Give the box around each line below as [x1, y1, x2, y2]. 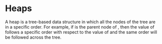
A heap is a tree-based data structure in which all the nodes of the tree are [5, 19, 156, 25]
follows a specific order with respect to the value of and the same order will [5, 29, 158, 35]
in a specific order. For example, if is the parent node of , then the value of [5, 24, 155, 29]
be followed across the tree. [5, 34, 62, 40]
